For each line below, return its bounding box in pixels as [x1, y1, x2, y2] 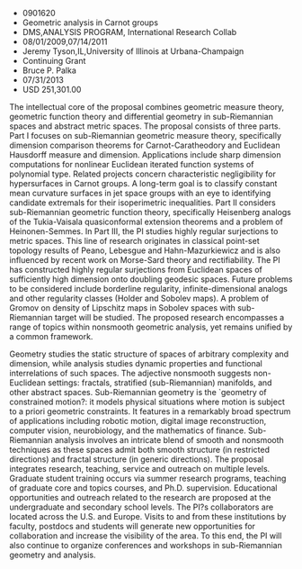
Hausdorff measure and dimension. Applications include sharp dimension [9, 149, 281, 160]
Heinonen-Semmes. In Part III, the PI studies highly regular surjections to [9, 226, 279, 237]
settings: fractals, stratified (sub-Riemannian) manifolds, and [48, 377, 272, 388]
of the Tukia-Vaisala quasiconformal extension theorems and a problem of [9, 216, 283, 227]
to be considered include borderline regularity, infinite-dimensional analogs [9, 284, 288, 294]
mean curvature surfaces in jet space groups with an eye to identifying [9, 188, 271, 198]
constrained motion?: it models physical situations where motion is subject [9, 396, 285, 407]
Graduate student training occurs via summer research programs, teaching [9, 473, 287, 483]
